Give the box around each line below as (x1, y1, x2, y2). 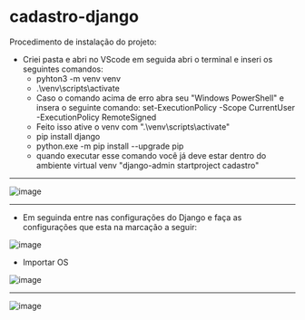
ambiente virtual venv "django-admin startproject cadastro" (35, 160, 260, 170)
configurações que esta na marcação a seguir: (22, 221, 198, 232)
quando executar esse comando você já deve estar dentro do (35, 150, 267, 160)
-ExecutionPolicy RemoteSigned (35, 112, 157, 122)
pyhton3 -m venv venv (35, 73, 121, 83)
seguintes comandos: (22, 63, 103, 74)
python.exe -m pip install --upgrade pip (35, 141, 184, 151)
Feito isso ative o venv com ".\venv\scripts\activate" (35, 121, 231, 132)
